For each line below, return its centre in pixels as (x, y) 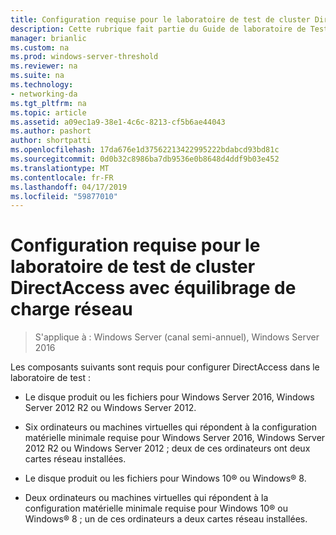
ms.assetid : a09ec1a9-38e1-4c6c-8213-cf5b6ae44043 (118, 122)
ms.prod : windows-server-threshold (84, 57)
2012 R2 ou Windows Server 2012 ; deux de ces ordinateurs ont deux (167, 448)
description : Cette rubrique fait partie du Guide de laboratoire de (158, 29)
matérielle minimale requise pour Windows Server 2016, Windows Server (175, 438)
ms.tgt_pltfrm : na (48, 103)
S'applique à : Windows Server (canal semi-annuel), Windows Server (177, 337)
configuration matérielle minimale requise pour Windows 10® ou (156, 508)
